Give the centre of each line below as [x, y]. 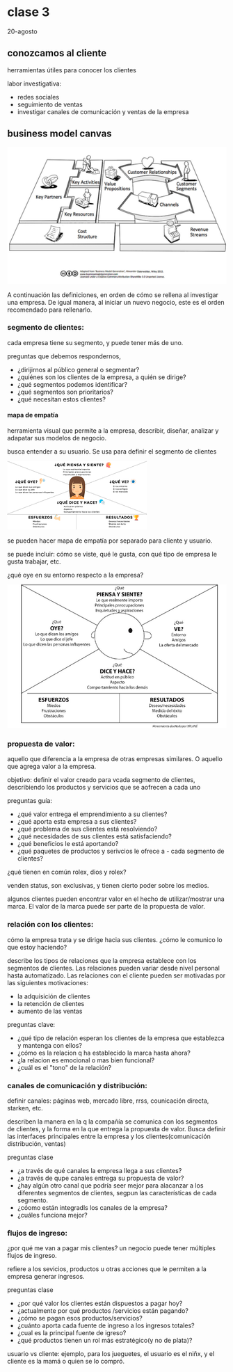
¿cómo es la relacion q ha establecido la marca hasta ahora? [104, 1053]
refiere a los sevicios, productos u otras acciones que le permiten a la [107, 1269]
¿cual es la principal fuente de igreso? [72, 1333]
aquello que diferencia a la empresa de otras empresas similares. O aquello [115, 759]
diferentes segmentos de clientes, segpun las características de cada [117, 1193]
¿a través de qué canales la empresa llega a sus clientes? [99, 1171]
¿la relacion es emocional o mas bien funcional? [86, 1060]
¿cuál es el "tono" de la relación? [64, 1067]
